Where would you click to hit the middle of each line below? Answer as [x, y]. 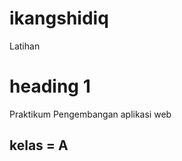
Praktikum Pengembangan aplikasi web [90, 114]
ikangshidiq [59, 18]
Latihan [25, 46]
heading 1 [50, 86]
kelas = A [39, 145]
